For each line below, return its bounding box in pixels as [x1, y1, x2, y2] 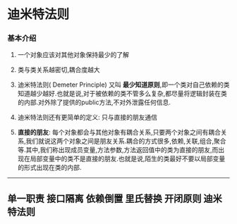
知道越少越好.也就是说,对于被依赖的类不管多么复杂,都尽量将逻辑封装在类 [17, 89, 227, 98]
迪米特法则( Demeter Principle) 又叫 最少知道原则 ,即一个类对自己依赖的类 [17, 80, 230, 89]
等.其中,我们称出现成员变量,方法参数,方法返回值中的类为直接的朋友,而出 [17, 146, 224, 154]
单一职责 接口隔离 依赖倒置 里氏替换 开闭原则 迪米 [7, 192, 222, 204]
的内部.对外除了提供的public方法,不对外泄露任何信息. [17, 98, 171, 106]
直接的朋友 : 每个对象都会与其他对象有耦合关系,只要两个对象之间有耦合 [17, 128, 221, 137]
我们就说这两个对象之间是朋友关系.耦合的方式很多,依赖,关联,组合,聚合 [25, 137, 226, 145]
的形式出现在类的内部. [17, 163, 82, 172]
